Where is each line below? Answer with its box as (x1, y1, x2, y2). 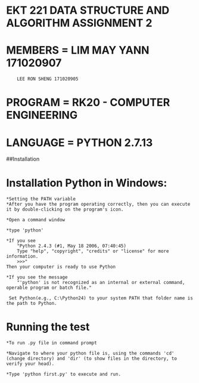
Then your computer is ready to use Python (6, 264, 116, 270)
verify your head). (6, 361, 55, 367)
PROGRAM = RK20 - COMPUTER (6, 96, 170, 109)
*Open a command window (6, 217, 66, 223)
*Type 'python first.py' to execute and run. (6, 371, 121, 378)
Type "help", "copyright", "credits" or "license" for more (17, 248, 169, 254)
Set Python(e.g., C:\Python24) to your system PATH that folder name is (8, 295, 194, 301)
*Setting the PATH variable (6, 196, 76, 202)
